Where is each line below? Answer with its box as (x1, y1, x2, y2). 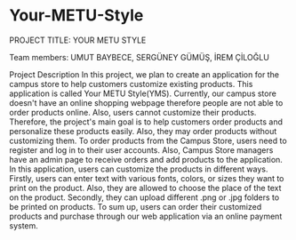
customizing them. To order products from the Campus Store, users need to (9, 135, 287, 146)
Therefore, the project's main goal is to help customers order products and (9, 116, 283, 127)
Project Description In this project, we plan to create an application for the (9, 68, 280, 80)
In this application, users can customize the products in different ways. (9, 164, 268, 174)
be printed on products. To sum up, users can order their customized (9, 201, 262, 212)
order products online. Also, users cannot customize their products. (9, 107, 257, 117)
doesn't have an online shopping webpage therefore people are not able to (9, 97, 284, 108)
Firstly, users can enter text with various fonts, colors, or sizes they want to (9, 172, 284, 183)
